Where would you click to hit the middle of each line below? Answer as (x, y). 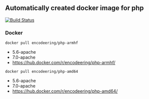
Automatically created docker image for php (74, 8)
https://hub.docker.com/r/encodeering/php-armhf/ (64, 63)
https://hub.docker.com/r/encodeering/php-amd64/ (65, 91)
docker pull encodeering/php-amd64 (42, 72)
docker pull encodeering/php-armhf (42, 43)
